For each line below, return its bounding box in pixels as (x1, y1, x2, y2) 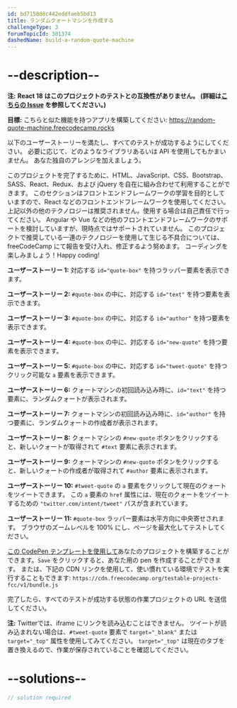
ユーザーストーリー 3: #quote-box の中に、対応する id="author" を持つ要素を (7, 314, 231, 323)
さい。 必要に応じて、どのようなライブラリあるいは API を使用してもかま (7, 147, 221, 156)
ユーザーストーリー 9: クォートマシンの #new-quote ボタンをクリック (7, 458, 207, 466)
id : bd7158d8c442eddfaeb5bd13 (7, 10, 97, 18)
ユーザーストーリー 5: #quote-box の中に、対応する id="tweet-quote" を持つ (7, 362, 228, 370)
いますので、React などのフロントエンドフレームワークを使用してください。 (7, 198, 230, 206)
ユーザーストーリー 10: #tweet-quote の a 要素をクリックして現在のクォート (7, 482, 226, 490)
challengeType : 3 (7, 23, 59, 31)
